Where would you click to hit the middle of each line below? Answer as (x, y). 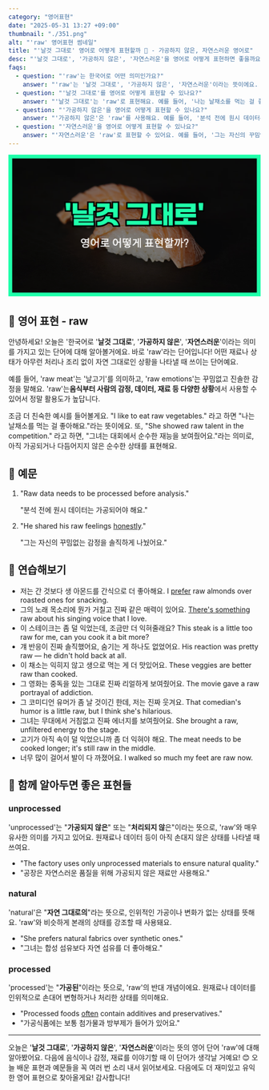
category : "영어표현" (41, 17)
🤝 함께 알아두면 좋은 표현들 (70, 785)
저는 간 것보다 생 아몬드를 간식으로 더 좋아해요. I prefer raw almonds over (136, 591)
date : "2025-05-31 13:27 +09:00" (64, 25)
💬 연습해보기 (37, 570)
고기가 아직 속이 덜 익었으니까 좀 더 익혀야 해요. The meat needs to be (130, 739)
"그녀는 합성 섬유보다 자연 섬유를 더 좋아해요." (91, 947)
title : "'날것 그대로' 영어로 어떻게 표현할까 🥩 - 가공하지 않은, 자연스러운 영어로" (131, 51)
